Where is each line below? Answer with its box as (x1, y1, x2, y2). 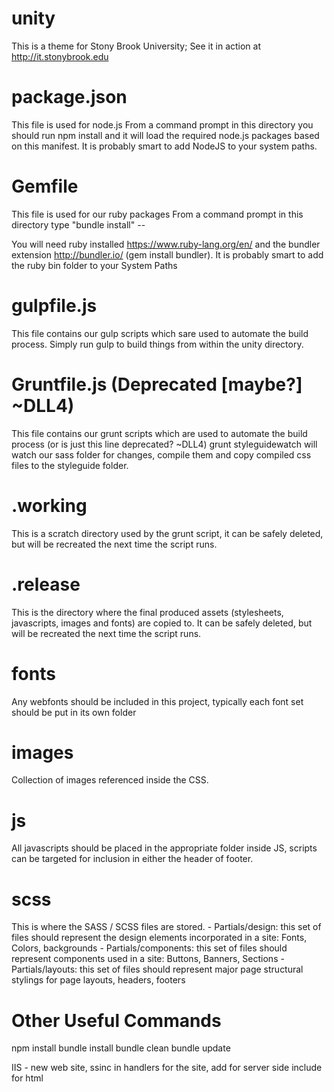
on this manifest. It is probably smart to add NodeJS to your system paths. (11, 140, 318, 152)
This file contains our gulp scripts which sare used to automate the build (11, 327, 309, 339)
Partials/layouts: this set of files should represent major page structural (11, 963, 304, 976)
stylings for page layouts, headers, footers (11, 974, 186, 986)
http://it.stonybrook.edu (11, 50, 109, 62)
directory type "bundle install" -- (11, 218, 146, 231)
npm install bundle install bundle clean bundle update (11, 1042, 231, 1054)
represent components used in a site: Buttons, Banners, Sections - (11, 953, 285, 965)
